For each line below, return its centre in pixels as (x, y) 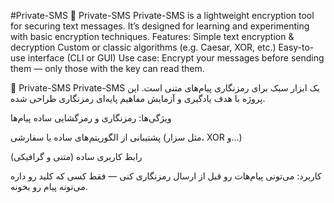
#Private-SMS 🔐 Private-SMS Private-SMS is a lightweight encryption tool (162, 15)
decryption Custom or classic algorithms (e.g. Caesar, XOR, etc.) (143, 47)
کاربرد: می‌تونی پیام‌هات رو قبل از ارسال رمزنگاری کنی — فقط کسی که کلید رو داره (166, 176)
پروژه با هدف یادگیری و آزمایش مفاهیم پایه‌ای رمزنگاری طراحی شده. (138, 98)
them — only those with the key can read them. (107, 68)
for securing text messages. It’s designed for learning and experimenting (160, 26)
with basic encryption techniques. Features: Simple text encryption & (152, 36)
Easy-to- (296, 47)
